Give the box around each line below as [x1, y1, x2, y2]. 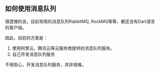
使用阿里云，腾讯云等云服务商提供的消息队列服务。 [12, 45, 115, 51]
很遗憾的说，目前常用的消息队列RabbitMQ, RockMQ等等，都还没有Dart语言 [5, 18, 155, 24]
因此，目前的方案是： [5, 35, 48, 40]
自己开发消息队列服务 [12, 51, 55, 57]
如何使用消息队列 [5, 4, 56, 13]
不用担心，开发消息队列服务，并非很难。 [5, 61, 86, 67]
